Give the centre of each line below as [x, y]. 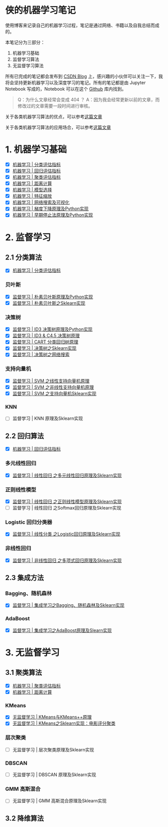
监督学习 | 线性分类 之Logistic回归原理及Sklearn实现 [66, 534]
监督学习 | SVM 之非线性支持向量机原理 [53, 387]
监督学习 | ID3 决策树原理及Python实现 [53, 329]
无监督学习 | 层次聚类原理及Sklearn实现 [53, 749]
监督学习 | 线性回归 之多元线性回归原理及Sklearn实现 [67, 475]
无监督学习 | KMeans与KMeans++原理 [52, 717]
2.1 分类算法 [24, 258]
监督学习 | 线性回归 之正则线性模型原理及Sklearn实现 [67, 501]
